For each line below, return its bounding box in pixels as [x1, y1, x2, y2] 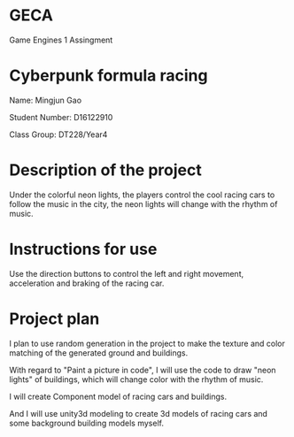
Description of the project [9, 160, 202, 180]
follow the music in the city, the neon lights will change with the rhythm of [9, 198, 278, 209]
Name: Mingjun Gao [9, 95, 82, 105]
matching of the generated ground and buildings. [9, 347, 189, 358]
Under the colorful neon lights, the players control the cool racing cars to [9, 189, 275, 200]
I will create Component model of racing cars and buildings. [9, 391, 228, 402]
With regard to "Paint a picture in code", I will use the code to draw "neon [9, 364, 276, 375]
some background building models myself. [9, 418, 164, 428]
